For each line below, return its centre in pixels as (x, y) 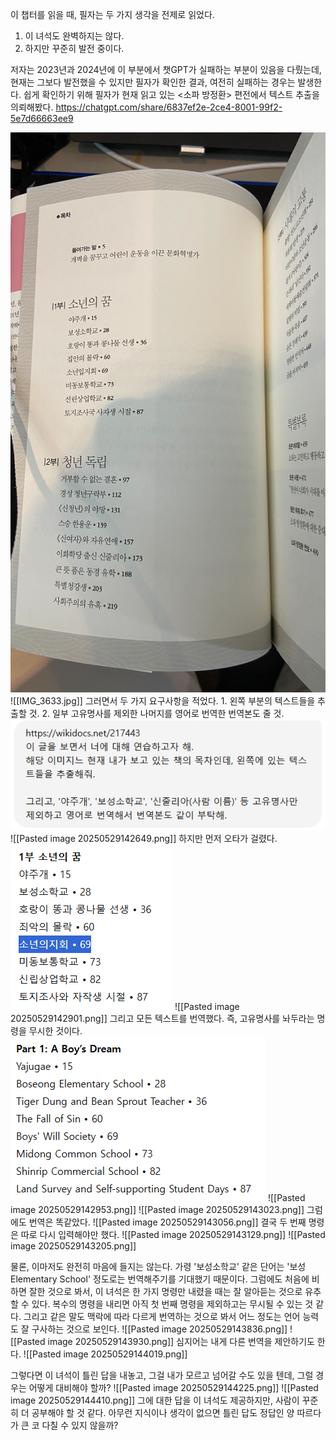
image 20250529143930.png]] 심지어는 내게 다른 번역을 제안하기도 (181, 1342)
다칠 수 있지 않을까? (80, 1425)
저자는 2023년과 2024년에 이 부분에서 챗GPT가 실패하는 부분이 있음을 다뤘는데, (166, 69)
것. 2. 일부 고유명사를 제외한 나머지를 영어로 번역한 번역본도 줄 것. (156, 713)
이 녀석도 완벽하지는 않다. (74, 36)
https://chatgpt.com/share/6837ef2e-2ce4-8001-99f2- (169, 107)
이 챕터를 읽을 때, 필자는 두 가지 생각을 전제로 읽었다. (112, 14)
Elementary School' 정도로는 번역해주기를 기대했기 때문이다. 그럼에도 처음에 (160, 1279)
